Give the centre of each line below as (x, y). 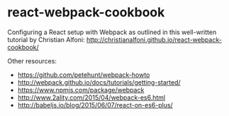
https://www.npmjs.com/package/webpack (81, 90)
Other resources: (32, 60)
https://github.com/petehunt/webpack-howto (84, 75)
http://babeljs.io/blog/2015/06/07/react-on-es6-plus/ (95, 105)
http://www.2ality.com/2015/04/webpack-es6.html (91, 97)
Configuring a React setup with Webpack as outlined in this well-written (112, 32)
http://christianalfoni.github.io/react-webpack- (154, 39)
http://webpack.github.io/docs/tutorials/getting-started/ (99, 82)
